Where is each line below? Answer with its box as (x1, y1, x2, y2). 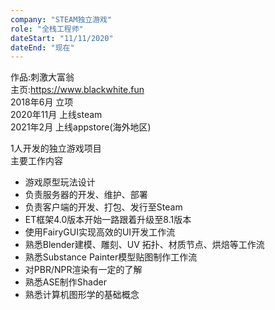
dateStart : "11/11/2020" (10, 33, 114, 43)
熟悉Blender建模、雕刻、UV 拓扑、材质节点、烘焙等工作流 (24, 239, 265, 251)
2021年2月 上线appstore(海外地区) (10, 121, 152, 133)
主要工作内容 (10, 155, 63, 167)
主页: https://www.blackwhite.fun (10, 84, 145, 96)
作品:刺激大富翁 (10, 71, 75, 83)
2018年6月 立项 (10, 96, 74, 108)
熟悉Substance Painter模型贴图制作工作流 (24, 251, 198, 263)
